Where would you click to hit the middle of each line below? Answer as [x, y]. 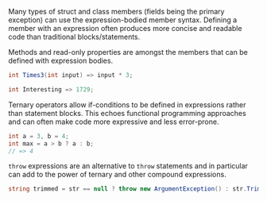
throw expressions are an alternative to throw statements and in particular [128, 166]
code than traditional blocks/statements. [74, 37]
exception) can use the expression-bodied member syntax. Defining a [123, 20]
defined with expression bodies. [61, 60]
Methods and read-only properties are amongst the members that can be [128, 52]
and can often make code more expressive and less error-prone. [114, 122]
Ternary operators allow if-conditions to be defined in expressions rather [127, 104]
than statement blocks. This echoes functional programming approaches [127, 113]
